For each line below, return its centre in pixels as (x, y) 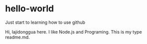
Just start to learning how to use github (45, 22)
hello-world (30, 9)
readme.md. (18, 37)
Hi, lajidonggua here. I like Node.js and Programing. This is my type (73, 32)
